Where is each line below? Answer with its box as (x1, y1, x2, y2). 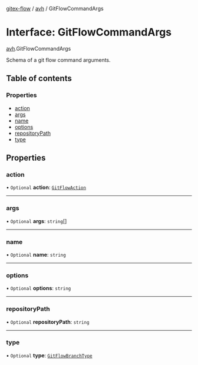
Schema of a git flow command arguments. (6, 56, 111, 64)
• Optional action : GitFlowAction (6, 184, 87, 191)
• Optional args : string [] (6, 217, 67, 224)
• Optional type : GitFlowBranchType (6, 351, 93, 359)
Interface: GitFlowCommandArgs (6, 26, 172, 39)
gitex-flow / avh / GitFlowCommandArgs (6, 5, 104, 12)
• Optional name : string (6, 251, 66, 258)
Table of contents (6, 74, 72, 84)
